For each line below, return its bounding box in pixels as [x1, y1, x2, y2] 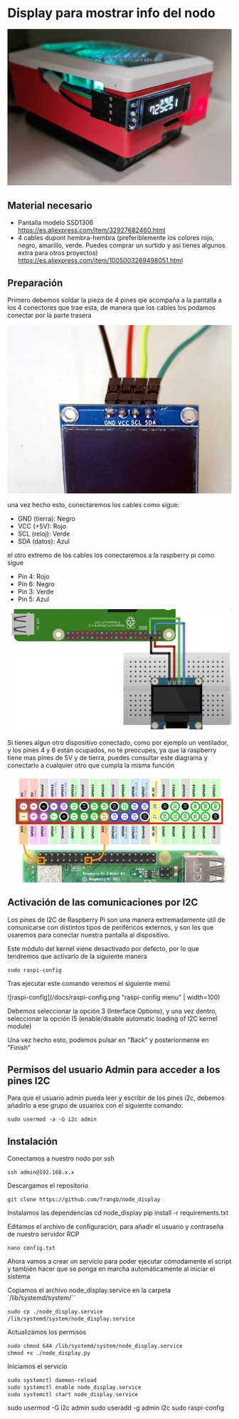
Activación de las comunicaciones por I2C [7, 896, 198, 909]
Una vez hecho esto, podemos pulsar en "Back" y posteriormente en [7, 1035, 209, 1044]
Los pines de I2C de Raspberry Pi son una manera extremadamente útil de [7, 915, 225, 924]
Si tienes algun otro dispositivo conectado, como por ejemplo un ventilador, [7, 738, 229, 747]
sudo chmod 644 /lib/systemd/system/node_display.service [7, 1343, 183, 1350]
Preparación [7, 276, 63, 289]
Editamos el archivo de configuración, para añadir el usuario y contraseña [7, 1222, 224, 1231]
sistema [7, 1272, 31, 1281]
